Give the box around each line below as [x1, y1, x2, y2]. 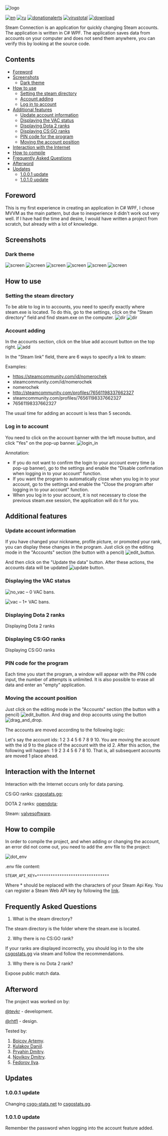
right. [5, 344, 17, 350]
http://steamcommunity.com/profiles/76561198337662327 [12, 389, 134, 396]
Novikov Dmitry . [12, 1054, 46, 1060]
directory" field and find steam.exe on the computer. [5, 314, 115, 321]
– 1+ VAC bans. [19, 598, 50, 605]
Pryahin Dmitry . [12, 1049, 45, 1055]
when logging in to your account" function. [12, 470, 102, 476]
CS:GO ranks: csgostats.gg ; [5, 791, 63, 797]
